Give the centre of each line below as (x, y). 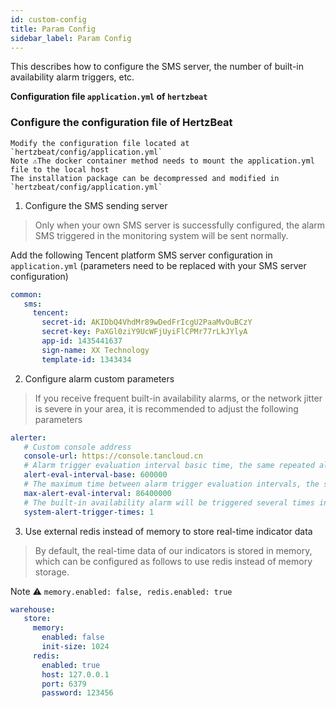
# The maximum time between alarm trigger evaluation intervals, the (171, 484)
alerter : (28, 437)
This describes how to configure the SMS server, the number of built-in (157, 67)
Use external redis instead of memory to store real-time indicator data (168, 531)
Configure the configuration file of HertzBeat (121, 123)
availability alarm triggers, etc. (72, 77)
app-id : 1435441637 (82, 341)
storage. (52, 572)
